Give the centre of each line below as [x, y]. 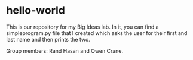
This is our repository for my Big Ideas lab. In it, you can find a [83, 27]
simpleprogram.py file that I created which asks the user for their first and [97, 33]
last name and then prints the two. [48, 39]
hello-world [36, 10]
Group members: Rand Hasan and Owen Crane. [65, 50]
